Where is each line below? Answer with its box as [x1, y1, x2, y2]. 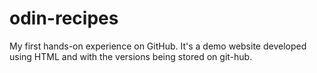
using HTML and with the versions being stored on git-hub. [9, 50, 253, 62]
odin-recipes [9, 7, 119, 30]
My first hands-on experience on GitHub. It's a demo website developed [9, 40, 307, 52]
